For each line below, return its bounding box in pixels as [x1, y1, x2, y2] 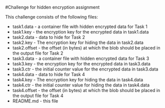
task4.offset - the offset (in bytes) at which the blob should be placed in [12, 87, 160, 93]
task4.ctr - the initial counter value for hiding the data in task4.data [12, 82, 150, 88]
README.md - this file [12, 98, 58, 104]
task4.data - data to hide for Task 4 [12, 71, 85, 77]
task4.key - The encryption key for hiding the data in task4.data [12, 77, 143, 82]
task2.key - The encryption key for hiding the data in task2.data [12, 39, 144, 45]
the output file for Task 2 [12, 50, 63, 56]
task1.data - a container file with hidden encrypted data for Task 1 [12, 23, 147, 29]
